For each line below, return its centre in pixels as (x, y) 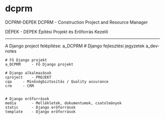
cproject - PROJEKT (28, 77)
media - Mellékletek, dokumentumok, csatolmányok (63, 103)
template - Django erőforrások (41, 112)
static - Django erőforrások (41, 107)
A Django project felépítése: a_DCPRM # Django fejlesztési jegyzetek (75, 46)
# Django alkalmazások (28, 73)
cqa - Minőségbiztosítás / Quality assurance (57, 82)
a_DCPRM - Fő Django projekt (39, 64)
